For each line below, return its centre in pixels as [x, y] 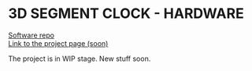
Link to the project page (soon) [58, 43]
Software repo [31, 35]
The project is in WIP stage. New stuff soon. [80, 59]
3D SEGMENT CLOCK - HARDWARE [126, 14]
